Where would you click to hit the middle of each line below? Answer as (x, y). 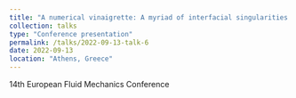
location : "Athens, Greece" (61, 59)
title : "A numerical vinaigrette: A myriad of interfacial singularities (149, 17)
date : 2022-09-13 (41, 51)
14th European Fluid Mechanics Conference (89, 84)
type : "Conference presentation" (71, 34)
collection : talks (43, 26)
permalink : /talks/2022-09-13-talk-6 (79, 42)
